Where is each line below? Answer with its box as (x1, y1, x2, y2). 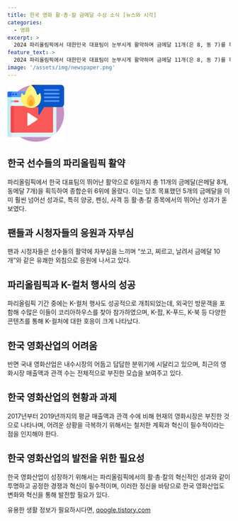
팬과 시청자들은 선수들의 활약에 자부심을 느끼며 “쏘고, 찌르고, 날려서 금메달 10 (7, 247, 221, 256)
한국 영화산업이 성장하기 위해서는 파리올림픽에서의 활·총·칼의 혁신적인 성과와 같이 (7, 473, 231, 481)
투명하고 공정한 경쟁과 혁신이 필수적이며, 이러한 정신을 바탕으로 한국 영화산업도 (7, 481, 225, 490)
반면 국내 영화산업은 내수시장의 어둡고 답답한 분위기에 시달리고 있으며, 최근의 (7, 360, 220, 368)
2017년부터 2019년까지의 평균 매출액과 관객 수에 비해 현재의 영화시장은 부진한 (7, 412, 222, 420)
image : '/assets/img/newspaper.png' (7, 64, 115, 71)
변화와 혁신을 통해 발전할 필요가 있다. (7, 490, 110, 499)
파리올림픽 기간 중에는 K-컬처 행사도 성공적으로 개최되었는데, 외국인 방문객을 (7, 299, 218, 308)
